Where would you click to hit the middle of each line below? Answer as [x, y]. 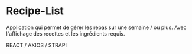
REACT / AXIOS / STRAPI [36, 45]
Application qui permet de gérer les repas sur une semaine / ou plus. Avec [96, 27]
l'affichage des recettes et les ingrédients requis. [66, 33]
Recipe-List [35, 11]
